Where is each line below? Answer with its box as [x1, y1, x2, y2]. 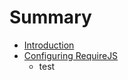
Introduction [23, 39, 75, 51]
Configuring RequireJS [23, 49, 119, 61]
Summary [9, 6, 92, 29]
